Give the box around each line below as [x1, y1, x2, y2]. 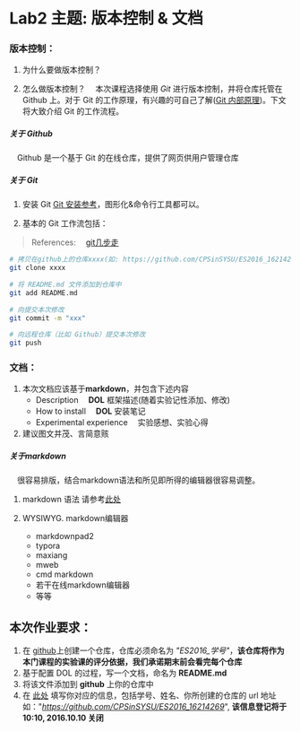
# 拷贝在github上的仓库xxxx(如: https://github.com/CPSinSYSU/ [9, 255, 240, 265]
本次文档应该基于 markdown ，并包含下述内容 [21, 383, 190, 395]
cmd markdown [35, 569, 94, 579]
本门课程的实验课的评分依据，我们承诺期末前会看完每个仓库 [21, 657, 243, 667]
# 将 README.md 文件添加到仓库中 [9, 280, 123, 290]
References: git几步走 [30, 237, 119, 248]
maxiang [35, 550, 68, 561]
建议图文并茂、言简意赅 [21, 428, 109, 440]
